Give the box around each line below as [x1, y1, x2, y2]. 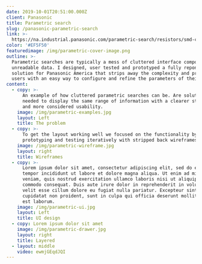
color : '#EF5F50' [6, 43, 50, 49]
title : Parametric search [6, 20, 71, 26]
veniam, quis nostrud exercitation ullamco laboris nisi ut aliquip [22, 176, 198, 182]
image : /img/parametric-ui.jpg [17, 204, 96, 210]
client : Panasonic [6, 14, 52, 20]
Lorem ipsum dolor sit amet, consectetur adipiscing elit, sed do [22, 165, 192, 171]
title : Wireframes [17, 154, 63, 160]
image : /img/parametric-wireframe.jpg [17, 142, 114, 149]
